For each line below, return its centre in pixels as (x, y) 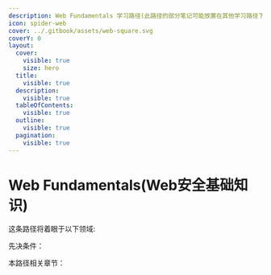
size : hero (41, 68)
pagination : (36, 135)
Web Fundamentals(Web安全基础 (121, 185)
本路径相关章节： (37, 263)
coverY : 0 (25, 38)
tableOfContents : (45, 105)
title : (27, 76)
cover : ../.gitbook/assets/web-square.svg (81, 31)
